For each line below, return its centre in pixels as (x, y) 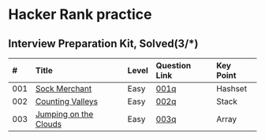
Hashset (231, 88)
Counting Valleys (67, 101)
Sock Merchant (63, 88)
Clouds (48, 124)
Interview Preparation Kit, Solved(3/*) (103, 44)
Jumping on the (64, 114)
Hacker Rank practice (80, 15)
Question (174, 66)
